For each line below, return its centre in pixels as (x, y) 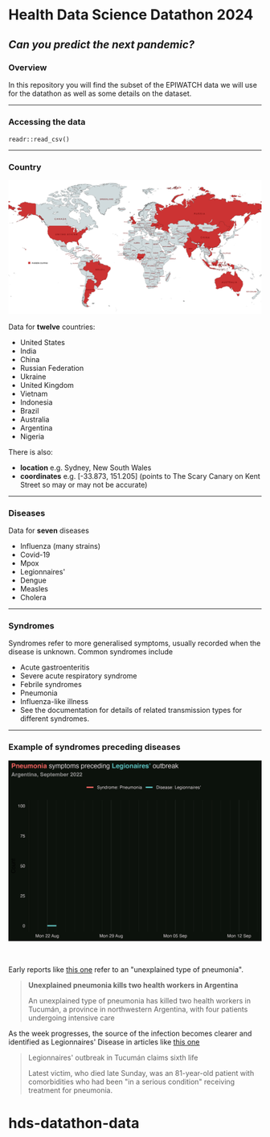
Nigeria (32, 436)
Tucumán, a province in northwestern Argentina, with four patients (138, 1009)
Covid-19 (35, 555)
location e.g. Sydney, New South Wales (86, 468)
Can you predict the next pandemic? (102, 45)
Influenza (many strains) (60, 546)
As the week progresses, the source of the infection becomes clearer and (130, 1034)
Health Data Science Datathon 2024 (131, 15)
